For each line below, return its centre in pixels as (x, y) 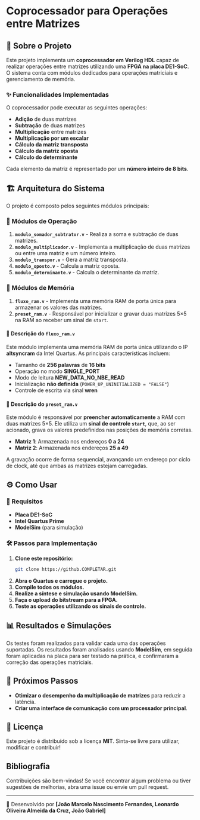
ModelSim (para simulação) (49, 527)
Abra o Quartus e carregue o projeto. (61, 580)
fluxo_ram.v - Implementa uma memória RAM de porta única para (96, 301)
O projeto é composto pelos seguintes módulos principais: (78, 206)
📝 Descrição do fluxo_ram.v (41, 333)
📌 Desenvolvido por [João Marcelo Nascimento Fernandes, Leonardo (93, 804)
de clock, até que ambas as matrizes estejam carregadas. (77, 466)
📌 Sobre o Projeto (39, 46)
